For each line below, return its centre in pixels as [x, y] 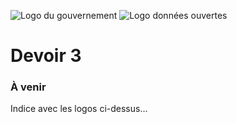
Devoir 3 [46, 56]
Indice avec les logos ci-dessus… [79, 109]
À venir [28, 87]
